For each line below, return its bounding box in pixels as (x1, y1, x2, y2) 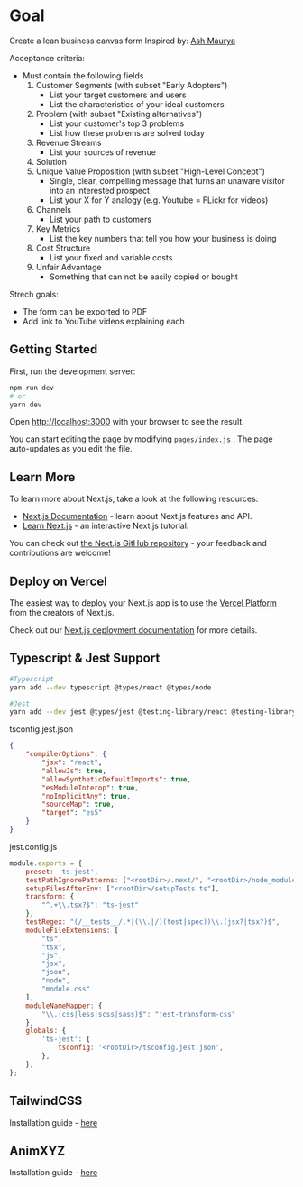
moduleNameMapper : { (25, 1001, 103, 1010)
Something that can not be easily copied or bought (49, 271, 239, 282)
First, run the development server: (9, 366, 136, 377)
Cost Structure (35, 242, 91, 253)
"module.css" (41, 984, 91, 994)
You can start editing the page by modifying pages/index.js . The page (9, 434, 273, 444)
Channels (35, 204, 72, 215)
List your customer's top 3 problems (49, 118, 185, 129)
